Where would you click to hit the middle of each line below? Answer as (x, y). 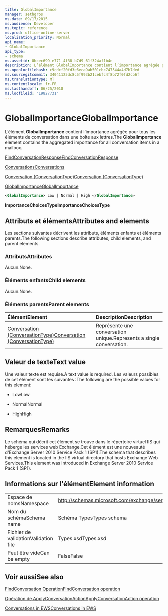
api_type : (15, 51)
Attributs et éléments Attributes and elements (77, 221)
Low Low (21, 394)
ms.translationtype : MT (30, 79)
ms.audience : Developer (30, 24)
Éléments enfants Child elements (45, 280)
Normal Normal (27, 404)
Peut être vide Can (29, 553)
